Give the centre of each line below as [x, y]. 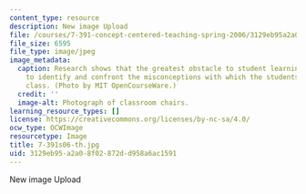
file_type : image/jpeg [52, 52]
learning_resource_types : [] [65, 111]
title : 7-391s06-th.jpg [55, 145]
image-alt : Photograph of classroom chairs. [103, 102]
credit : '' [38, 94]
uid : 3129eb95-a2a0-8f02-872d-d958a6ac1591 [93, 153]
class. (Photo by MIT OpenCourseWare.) [102, 86]
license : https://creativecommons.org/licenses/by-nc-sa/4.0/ [130, 119]
